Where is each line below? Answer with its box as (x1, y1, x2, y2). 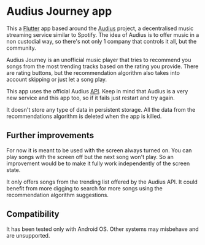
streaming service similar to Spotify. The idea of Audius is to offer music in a (6, 31, 199, 38)
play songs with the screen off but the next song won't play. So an (6, 153, 174, 160)
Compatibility (6, 209, 60, 219)
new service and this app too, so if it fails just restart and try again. (6, 94, 175, 101)
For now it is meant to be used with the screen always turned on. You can (6, 146, 192, 154)
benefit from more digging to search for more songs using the (6, 184, 163, 192)
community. (6, 44, 36, 52)
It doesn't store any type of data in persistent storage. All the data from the (6, 106, 196, 113)
